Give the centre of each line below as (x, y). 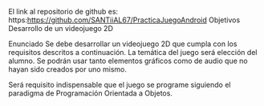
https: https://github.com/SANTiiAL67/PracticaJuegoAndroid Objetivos (124, 20)
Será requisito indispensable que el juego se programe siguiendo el (120, 84)
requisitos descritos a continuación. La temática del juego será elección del (133, 52)
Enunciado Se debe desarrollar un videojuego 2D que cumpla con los (123, 44)
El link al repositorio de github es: (63, 12)
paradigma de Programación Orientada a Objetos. (90, 93)
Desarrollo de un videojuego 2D (61, 28)
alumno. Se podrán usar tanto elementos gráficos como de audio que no (128, 61)
